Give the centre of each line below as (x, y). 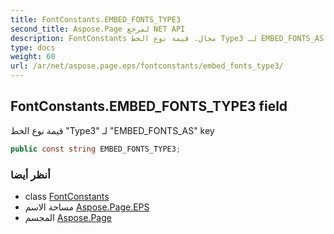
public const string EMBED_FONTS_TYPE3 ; (96, 149)
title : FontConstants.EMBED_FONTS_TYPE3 (96, 19)
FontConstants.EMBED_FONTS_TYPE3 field (149, 106)
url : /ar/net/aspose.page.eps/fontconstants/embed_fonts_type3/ (147, 66)
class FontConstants (67, 196)
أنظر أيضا (30, 174)
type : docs (33, 47)
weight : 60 (33, 57)
